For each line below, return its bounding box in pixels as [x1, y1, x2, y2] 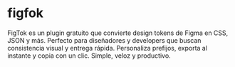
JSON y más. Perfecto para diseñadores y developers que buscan [7, 36, 202, 44]
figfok [7, 5, 44, 21]
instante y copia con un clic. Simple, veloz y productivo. [7, 51, 171, 60]
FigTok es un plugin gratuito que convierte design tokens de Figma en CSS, [7, 29, 229, 37]
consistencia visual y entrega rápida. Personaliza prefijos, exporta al [7, 43, 208, 52]
